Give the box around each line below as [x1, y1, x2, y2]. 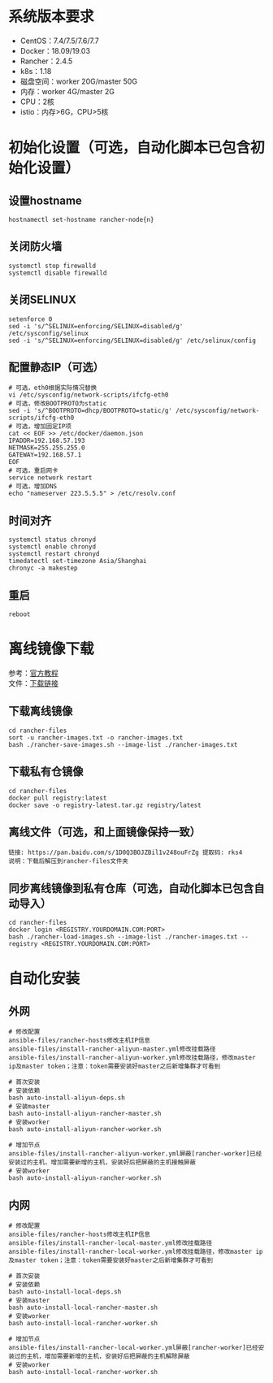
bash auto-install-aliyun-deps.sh [8, 1094, 126, 1102]
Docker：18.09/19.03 [19, 46, 91, 55]
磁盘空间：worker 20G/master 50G [19, 76, 138, 86]
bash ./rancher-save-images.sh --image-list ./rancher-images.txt [8, 740, 238, 748]
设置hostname [8, 193, 83, 207]
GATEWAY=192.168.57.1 [8, 451, 82, 459]
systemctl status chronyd [8, 535, 96, 544]
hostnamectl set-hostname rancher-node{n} [8, 215, 154, 223]
